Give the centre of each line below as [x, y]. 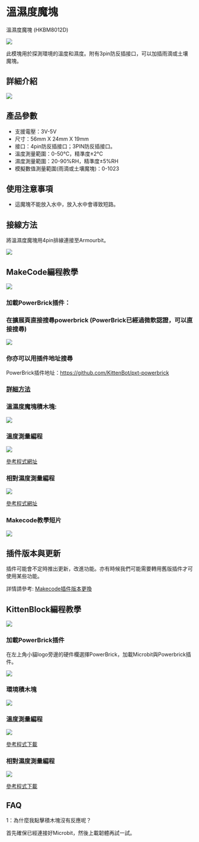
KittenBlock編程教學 [44, 609]
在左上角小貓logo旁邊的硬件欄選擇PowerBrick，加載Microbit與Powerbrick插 [99, 654]
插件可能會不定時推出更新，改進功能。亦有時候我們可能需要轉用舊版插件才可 [99, 569]
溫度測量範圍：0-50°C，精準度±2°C [59, 153]
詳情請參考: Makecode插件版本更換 [49, 589]
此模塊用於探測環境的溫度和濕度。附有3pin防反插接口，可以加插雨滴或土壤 [97, 53]
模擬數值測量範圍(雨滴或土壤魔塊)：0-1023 [67, 168]
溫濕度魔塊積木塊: [32, 407]
